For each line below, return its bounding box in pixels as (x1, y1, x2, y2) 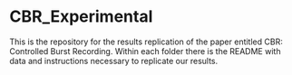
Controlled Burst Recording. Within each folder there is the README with (9, 45, 281, 56)
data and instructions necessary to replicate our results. (9, 55, 219, 66)
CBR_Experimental (9, 6, 153, 27)
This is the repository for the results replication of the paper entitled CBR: (9, 36, 283, 47)
